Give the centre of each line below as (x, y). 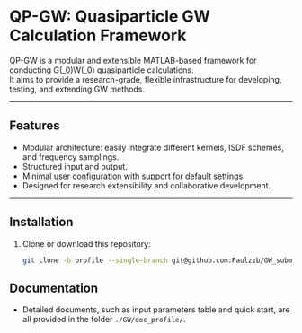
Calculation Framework (98, 35)
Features (35, 126)
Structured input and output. (75, 166)
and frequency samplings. (71, 157)
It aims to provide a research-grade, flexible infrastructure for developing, (146, 79)
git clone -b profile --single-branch (95, 260)
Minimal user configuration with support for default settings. (133, 176)
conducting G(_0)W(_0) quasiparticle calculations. (102, 70)
